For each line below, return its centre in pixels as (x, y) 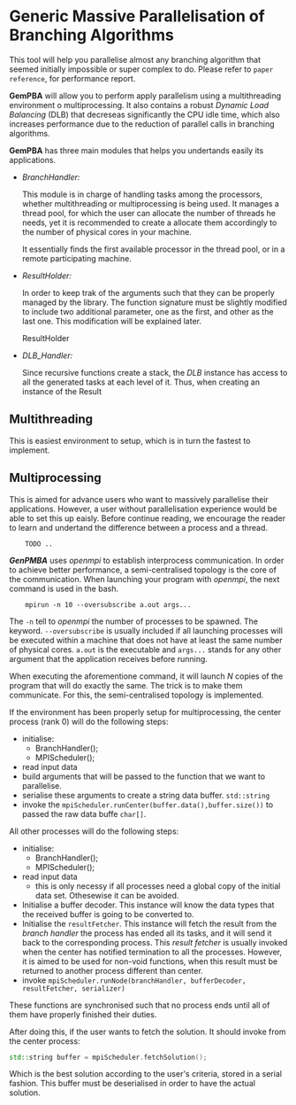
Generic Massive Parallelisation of (137, 16)
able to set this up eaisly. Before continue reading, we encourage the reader (148, 518)
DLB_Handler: (47, 355)
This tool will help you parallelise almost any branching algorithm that (135, 59)
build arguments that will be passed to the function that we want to (144, 776)
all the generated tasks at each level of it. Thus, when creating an (141, 382)
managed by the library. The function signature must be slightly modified (154, 302)
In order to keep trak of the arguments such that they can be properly (148, 292)
